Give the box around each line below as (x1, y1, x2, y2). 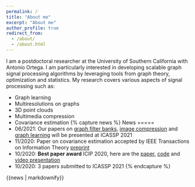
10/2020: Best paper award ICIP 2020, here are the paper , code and (14, 150, 180, 157)
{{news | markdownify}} (6, 174, 65, 181)
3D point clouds (14, 106, 53, 113)
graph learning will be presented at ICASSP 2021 (14, 131, 132, 138)
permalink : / (6, 8, 38, 15)
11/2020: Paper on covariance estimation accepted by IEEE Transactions (14, 138, 190, 145)
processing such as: (6, 82, 55, 89)
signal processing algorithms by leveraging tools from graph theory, (6, 70, 170, 77)
